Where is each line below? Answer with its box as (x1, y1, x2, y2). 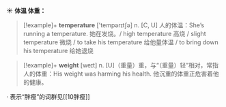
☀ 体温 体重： (6, 7, 46, 14)
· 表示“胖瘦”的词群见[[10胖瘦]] (6, 93, 90, 101)
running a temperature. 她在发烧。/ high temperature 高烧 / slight (23, 30, 206, 37)
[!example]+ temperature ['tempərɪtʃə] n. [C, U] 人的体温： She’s (23, 21, 205, 29)
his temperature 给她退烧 (23, 47, 94, 55)
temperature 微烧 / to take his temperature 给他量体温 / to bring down (23, 38, 219, 46)
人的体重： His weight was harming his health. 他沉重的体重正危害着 (23, 70, 213, 78)
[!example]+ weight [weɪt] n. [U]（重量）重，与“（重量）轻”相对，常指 (23, 61, 219, 69)
